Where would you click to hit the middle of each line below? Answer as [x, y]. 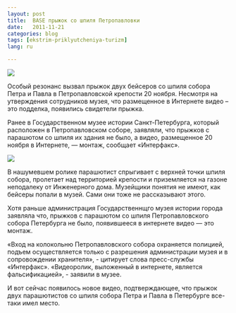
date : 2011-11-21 [36, 27]
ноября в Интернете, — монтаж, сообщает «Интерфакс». [93, 145]
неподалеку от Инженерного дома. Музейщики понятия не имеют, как [114, 187]
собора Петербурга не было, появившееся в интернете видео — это [111, 223]
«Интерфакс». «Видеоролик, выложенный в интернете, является [105, 267]
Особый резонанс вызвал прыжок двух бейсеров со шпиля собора [109, 86]
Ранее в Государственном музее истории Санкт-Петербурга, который [113, 122]
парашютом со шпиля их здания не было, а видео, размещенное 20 [110, 137]
